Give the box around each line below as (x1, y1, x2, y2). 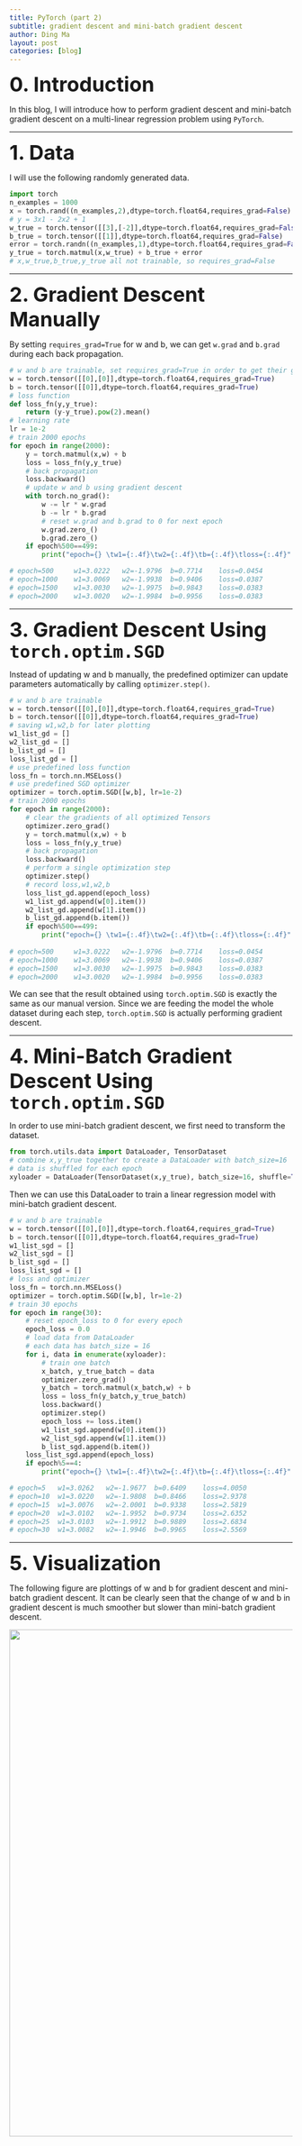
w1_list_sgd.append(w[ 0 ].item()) (41, 1425, 167, 1434)
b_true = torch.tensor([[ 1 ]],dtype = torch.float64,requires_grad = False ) (9, 232, 283, 241)
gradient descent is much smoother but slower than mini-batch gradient (9, 1602, 276, 1613)
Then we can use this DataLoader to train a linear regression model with (9, 1189, 276, 1200)
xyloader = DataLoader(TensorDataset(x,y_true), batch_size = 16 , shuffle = (9, 1173, 292, 1182)
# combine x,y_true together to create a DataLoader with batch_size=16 (9, 1155, 288, 1165)
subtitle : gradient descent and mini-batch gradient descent (9, 22, 244, 31)
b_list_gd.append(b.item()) (25, 914, 130, 923)
